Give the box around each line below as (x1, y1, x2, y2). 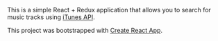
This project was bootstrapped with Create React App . (7, 27, 163, 34)
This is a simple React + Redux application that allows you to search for (7, 6, 212, 14)
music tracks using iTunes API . (7, 13, 95, 21)
